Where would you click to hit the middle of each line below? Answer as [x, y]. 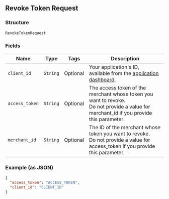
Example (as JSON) [29, 167]
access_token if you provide [122, 146]
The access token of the [117, 87]
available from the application [124, 73]
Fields [13, 46]
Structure [17, 23]
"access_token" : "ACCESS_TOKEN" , [45, 183]
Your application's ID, [114, 67]
